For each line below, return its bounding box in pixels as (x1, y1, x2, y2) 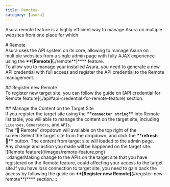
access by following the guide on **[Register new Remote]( (5, 170, 133, 177)
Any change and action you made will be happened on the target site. (5, 143, 152, 149)
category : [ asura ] (5, 12, 44, 17)
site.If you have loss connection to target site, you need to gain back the (5, 165, 157, 171)
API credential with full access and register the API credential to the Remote (5, 69, 164, 75)
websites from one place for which (5, 32, 78, 38)
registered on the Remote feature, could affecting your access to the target (5, 159, 163, 165)
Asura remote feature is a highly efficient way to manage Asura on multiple (5, 26, 162, 32)
